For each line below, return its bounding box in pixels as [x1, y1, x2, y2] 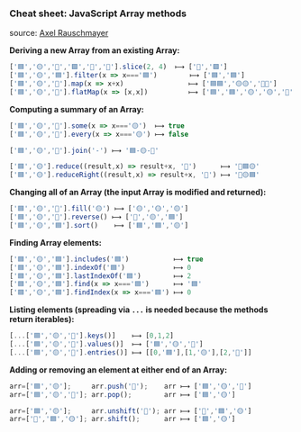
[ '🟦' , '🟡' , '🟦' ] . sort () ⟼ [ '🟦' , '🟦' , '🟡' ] [9, 220, 189, 229]
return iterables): [9, 314, 75, 325]
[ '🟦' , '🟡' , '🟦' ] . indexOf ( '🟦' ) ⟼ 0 [9, 263, 192, 272]
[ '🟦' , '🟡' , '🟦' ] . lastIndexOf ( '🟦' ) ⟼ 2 [9, 271, 192, 281]
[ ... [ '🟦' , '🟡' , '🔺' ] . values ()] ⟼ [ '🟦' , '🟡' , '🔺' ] [9, 340, 204, 349]
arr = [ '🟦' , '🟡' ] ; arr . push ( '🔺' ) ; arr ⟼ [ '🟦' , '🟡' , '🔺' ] [9, 382, 252, 391]
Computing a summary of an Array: [9, 103, 144, 114]
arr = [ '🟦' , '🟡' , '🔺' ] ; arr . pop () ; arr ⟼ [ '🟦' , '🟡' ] [9, 390, 236, 399]
